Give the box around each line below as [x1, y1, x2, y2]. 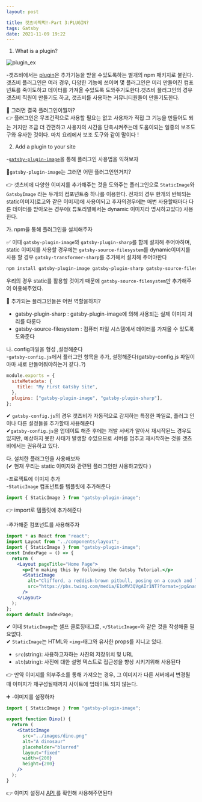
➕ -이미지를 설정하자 [6, 693, 55, 700]
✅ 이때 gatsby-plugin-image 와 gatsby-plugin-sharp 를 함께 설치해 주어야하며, [6, 239, 191, 246]
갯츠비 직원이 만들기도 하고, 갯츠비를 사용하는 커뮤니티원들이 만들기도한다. [6, 94, 180, 101]
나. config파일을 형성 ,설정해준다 [6, 346, 83, 353]
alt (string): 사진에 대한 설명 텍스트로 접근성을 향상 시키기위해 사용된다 [14, 658, 181, 666]
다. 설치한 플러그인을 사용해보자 [6, 455, 81, 462]
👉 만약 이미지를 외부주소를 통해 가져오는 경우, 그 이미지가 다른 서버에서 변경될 [6, 671, 191, 678]
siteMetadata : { [11, 378, 52, 384]
